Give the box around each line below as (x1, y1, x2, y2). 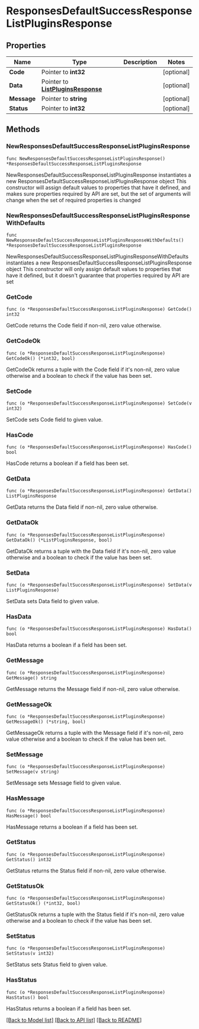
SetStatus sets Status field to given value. (6, 961, 108, 968)
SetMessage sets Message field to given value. (6, 779, 121, 786)
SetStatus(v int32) (6, 951, 54, 957)
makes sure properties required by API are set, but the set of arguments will (6, 190, 191, 197)
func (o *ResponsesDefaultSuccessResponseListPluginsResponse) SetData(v (6, 582, 192, 588)
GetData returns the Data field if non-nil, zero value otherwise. (6, 504, 158, 511)
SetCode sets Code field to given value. (6, 416, 103, 423)
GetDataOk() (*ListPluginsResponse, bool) (6, 537, 113, 543)
